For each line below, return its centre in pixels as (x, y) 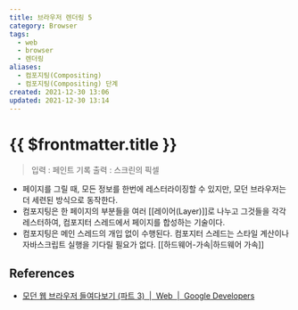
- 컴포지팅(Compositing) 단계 (68, 84)
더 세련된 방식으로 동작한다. (70, 200)
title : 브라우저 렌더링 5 (51, 17)
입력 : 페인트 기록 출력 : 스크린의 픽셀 (95, 170)
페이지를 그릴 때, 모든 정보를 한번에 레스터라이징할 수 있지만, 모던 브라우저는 (154, 189)
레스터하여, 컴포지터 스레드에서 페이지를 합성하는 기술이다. (124, 223)
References (42, 273)
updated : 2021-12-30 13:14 (59, 100)
